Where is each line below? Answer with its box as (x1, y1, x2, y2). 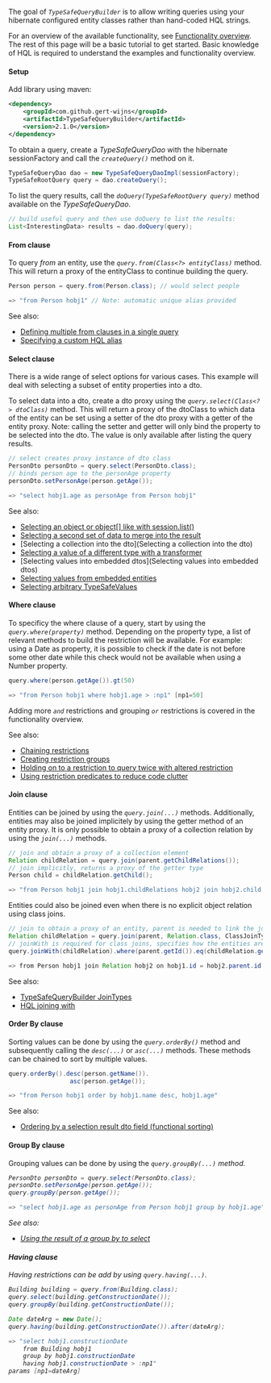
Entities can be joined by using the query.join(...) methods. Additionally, (8, 807, 255, 817)
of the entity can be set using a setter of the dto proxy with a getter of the (8, 413, 253, 423)
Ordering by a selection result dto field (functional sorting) (19, 1122, 214, 1131)
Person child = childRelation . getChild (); (8, 871, 153, 880)
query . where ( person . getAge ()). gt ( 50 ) (8, 677, 135, 685)
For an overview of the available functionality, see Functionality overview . (8, 31, 252, 40)
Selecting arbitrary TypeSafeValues (19, 581, 138, 591)
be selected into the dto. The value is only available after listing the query (8, 431, 252, 440)
